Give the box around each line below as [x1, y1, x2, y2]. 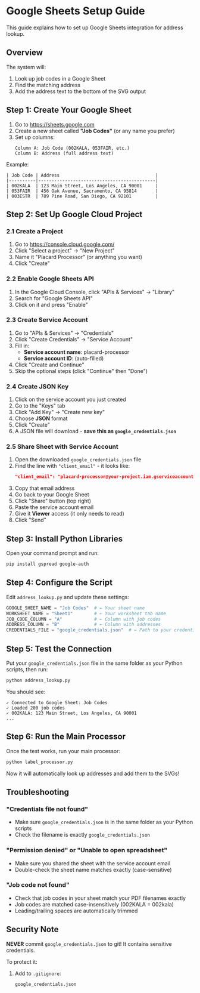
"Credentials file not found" [6, 804, 88, 813]
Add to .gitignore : [14, 970, 61, 977]
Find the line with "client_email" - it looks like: [14, 462, 130, 470]
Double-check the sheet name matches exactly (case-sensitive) [14, 866, 172, 873]
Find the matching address [14, 81, 81, 88]
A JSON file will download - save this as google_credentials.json [14, 428, 177, 435]
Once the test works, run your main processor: [6, 747, 121, 754]
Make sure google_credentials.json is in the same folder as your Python [14, 819, 193, 826]
